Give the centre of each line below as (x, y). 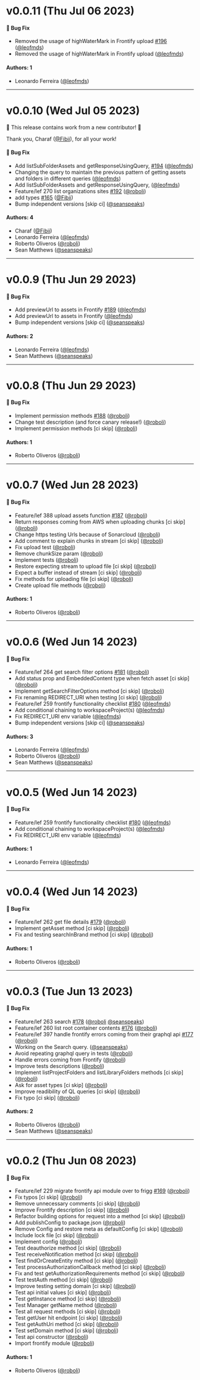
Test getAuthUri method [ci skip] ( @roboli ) (67, 1324)
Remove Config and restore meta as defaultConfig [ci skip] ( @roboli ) (99, 1229)
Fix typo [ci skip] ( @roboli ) (47, 1097)
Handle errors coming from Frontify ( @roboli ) (70, 1060)
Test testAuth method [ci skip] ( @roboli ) (64, 1280)
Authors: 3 (20, 736)
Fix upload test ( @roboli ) (45, 547)
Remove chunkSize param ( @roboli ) (59, 553)
